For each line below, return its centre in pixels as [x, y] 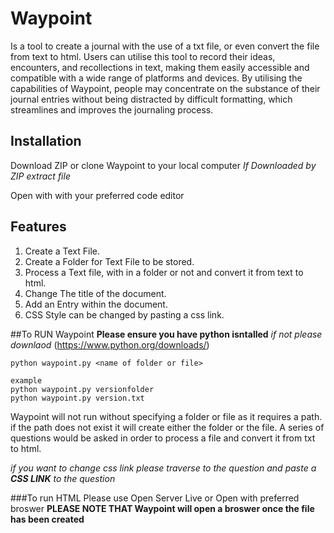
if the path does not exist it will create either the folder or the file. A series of [167, 427]
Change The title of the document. [95, 293]
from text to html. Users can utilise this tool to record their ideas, [143, 56]
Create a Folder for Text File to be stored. [109, 261]
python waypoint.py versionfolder [82, 389]
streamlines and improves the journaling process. [112, 109]
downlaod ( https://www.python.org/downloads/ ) [110, 344]
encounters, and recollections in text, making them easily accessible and [160, 67]
